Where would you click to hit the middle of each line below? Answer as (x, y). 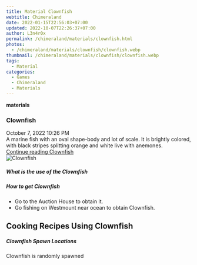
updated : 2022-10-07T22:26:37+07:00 (51, 28)
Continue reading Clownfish (40, 152)
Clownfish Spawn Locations (41, 241)
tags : (13, 61)
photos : (16, 45)
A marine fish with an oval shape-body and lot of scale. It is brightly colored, (98, 140)
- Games (21, 77)
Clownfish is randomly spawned (45, 256)
